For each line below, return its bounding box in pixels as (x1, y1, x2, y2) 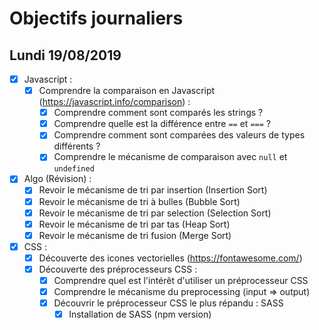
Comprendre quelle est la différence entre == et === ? (53, 118, 271, 130)
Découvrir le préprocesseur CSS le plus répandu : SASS (53, 297, 284, 309)
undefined (53, 164, 95, 174)
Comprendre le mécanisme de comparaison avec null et (53, 151, 288, 163)
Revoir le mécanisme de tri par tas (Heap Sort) (38, 218, 231, 230)
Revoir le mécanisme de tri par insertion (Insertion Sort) (38, 184, 268, 196)
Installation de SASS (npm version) (68, 308, 212, 321)
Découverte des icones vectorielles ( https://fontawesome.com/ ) (38, 252, 303, 264)
